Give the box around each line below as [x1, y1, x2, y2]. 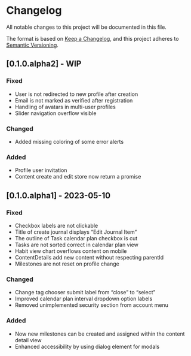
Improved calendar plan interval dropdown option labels [14, 295, 153, 303]
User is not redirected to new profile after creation [14, 90, 138, 98]
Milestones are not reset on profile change [14, 260, 119, 267]
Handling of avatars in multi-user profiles [14, 103, 116, 110]
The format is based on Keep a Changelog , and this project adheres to [6, 35, 179, 42]
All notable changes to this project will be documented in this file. [6, 23, 167, 31]
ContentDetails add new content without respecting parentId [14, 254, 164, 261]
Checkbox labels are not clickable [14, 222, 98, 229]
